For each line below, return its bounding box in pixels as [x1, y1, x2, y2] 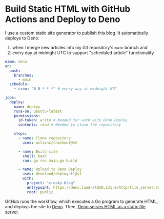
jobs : [5, 95, 16, 100]
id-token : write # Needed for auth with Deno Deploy [18, 118, 128, 123]
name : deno [5, 59, 27, 64]
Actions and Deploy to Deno [5, 14, 121, 25]
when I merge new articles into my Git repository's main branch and [12, 44, 148, 50]
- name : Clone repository [18, 136, 71, 141]
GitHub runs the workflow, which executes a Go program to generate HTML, [5, 199, 158, 204]
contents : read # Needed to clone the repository [18, 122, 121, 127]
